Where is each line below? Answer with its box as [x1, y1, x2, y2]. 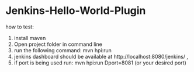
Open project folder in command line [13, 41, 103, 48]
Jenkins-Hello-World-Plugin [5, 4, 146, 17]
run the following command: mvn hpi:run [13, 46, 112, 53]
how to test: [5, 23, 34, 30]
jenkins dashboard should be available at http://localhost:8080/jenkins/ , [13, 53, 188, 60]
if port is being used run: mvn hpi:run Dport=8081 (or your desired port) [13, 59, 186, 66]
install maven [13, 34, 46, 41]
